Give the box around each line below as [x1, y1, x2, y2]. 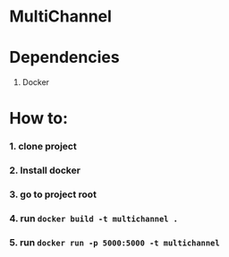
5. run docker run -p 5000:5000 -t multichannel [9, 236, 221, 248]
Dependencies [9, 47, 120, 68]
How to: [9, 108, 69, 129]
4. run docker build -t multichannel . [9, 212, 179, 225]
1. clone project [9, 141, 78, 153]
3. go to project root [9, 188, 97, 201]
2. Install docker [9, 164, 81, 176]
